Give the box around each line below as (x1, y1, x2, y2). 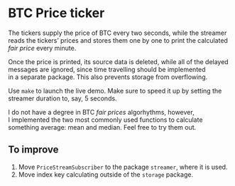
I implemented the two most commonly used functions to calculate (8, 115, 203, 124)
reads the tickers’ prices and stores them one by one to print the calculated (8, 36, 228, 44)
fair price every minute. (8, 43, 77, 52)
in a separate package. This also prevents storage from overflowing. (8, 73, 208, 81)
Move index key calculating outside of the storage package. (18, 170, 194, 179)
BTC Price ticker (8, 5, 105, 21)
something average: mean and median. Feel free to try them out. (8, 123, 197, 131)
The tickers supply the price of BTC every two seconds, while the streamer (8, 29, 227, 37)
